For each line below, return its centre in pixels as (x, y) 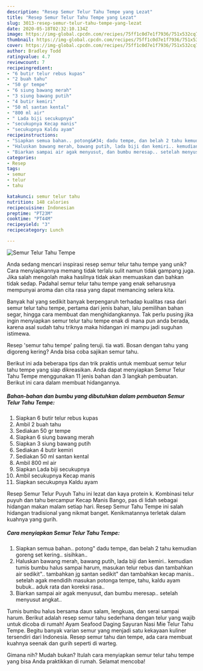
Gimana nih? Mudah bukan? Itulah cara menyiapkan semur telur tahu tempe (101, 655)
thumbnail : (20, 40)
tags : (14, 169)
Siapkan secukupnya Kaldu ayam (57, 482)
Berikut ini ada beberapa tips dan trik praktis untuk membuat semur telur (97, 363)
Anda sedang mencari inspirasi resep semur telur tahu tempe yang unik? (97, 264)
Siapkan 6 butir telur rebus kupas (57, 418)
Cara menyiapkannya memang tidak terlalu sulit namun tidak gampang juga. (101, 270)
